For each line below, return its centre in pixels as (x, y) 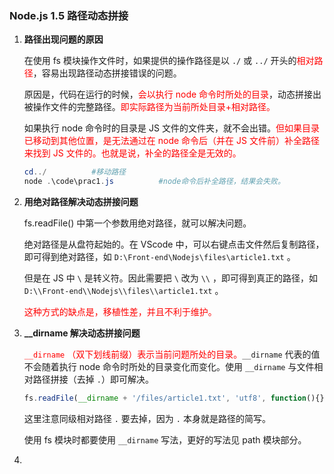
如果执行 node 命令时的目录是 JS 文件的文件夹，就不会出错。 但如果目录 (171, 128)
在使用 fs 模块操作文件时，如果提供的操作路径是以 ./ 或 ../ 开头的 (160, 61)
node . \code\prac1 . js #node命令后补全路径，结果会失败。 (154, 182)
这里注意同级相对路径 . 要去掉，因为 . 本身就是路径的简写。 (147, 418)
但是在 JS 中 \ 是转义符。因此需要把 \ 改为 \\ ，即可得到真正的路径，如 (170, 278)
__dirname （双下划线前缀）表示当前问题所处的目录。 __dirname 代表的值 (172, 354)
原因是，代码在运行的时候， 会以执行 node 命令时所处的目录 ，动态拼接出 (172, 94)
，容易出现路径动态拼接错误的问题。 (107, 73)
